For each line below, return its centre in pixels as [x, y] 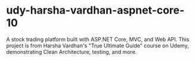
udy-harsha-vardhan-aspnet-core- [95, 10]
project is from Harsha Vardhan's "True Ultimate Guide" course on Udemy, [97, 46]
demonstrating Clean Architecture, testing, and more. [72, 52]
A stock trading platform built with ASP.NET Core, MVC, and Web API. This [98, 39]
